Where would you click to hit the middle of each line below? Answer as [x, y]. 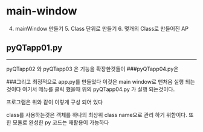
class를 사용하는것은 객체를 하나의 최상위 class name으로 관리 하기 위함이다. [97, 115]
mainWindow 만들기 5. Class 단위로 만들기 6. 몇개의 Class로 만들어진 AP [102, 28]
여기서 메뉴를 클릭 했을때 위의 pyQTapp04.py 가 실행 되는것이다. [98, 89]
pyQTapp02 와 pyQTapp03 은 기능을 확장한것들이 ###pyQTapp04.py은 [92, 69]
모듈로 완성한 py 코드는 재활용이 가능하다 [61, 122]
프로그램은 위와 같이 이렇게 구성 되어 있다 [55, 102]
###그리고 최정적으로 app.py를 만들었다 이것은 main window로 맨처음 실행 [95, 81]
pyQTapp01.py [34, 48]
